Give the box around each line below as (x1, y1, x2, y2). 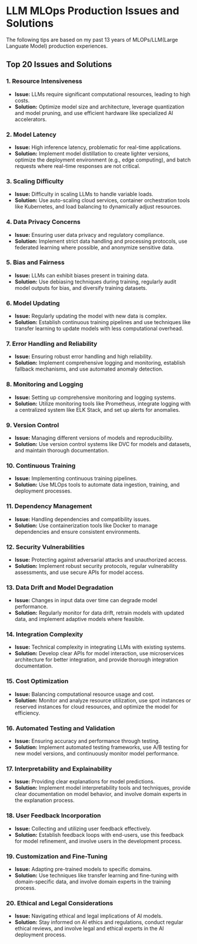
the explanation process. (14, 797, 75, 804)
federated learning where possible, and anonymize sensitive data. (14, 243, 175, 251)
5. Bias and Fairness (6, 258, 65, 266)
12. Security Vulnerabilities (6, 543, 85, 551)
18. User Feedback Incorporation (6, 811, 101, 820)
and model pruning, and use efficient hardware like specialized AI (14, 109, 173, 116)
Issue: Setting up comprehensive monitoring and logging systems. (14, 394, 176, 401)
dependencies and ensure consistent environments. (14, 528, 141, 535)
